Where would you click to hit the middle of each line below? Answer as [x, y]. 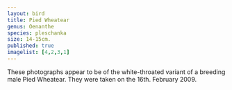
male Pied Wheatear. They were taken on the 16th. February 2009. [102, 79]
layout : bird [26, 13]
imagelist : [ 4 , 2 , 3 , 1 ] [39, 53]
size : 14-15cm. [29, 39]
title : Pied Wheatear [39, 20]
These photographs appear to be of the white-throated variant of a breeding [116, 72]
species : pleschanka [37, 33]
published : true [31, 46]
